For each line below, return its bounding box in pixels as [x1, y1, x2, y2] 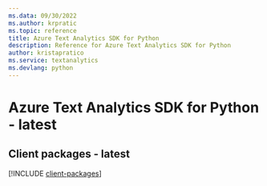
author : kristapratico [8, 49, 84, 57]
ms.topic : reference [8, 26, 78, 34]
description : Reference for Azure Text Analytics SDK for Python [8, 42, 231, 50]
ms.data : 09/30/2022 [8, 11, 78, 20]
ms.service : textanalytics [8, 57, 99, 65]
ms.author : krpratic [8, 19, 78, 27]
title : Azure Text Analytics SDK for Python [8, 34, 160, 42]
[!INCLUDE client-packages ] [8, 168, 102, 178]
